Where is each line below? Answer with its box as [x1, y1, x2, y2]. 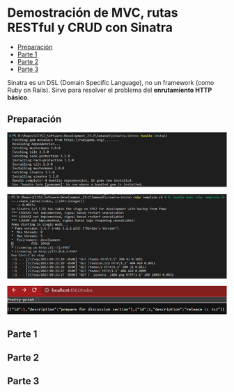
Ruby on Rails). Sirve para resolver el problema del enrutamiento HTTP [7, 86, 212, 94]
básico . [7, 93, 29, 102]
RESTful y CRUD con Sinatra [7, 19, 173, 36]
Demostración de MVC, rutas [7, 5, 178, 21]
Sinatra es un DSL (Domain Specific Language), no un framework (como [7, 78, 214, 86]
